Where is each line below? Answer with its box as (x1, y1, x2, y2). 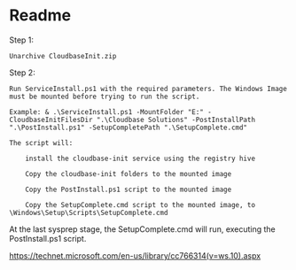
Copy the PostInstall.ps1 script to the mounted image (25, 185, 232, 194)
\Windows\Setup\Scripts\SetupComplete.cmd (9, 208, 168, 217)
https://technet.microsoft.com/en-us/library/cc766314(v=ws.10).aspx (9, 250, 261, 261)
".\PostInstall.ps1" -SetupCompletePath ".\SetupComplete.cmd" (9, 123, 248, 132)
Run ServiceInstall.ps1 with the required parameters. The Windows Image (9, 84, 288, 93)
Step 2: (9, 67, 35, 78)
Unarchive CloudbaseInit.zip (9, 51, 117, 60)
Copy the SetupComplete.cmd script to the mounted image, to (25, 200, 255, 209)
